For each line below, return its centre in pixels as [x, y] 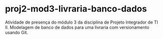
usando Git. [17, 32]
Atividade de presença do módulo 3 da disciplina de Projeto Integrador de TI [81, 22]
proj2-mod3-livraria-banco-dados [76, 9]
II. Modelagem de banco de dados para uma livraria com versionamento [77, 27]
